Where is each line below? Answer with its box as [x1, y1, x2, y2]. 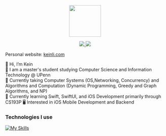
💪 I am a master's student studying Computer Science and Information [5, 67, 152, 72]
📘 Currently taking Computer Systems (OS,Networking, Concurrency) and [5, 77, 159, 83]
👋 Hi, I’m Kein [5, 61, 33, 67]
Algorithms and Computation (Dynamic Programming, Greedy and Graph [5, 83, 157, 88]
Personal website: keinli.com [5, 52, 65, 57]
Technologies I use [5, 113, 53, 120]
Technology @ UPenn [5, 72, 51, 78]
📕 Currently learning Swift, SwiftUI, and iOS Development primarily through [5, 94, 161, 99]
